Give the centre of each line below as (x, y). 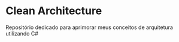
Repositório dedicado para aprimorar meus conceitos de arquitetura (89, 27)
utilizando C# (22, 33)
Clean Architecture (54, 11)
